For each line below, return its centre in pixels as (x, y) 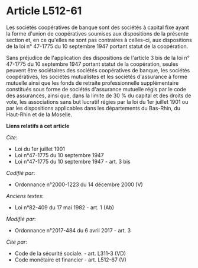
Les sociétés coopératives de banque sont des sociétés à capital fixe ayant (98, 27)
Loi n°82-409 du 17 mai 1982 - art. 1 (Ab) (64, 207)
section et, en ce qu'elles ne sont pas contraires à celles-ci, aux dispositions (99, 40)
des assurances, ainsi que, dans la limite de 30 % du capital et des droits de (99, 95)
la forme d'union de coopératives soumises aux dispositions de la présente (98, 33)
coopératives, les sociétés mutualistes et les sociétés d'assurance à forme (97, 76)
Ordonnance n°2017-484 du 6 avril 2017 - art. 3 (73, 230)
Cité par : (17, 242)
